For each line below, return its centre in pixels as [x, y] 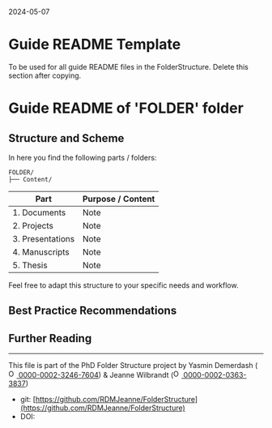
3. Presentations [44, 238]
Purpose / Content [119, 199]
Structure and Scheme [66, 138]
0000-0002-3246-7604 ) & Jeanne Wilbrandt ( [96, 375]
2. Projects [33, 225]
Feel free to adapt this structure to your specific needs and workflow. [123, 285]
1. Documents [39, 212]
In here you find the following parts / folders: [83, 157]
